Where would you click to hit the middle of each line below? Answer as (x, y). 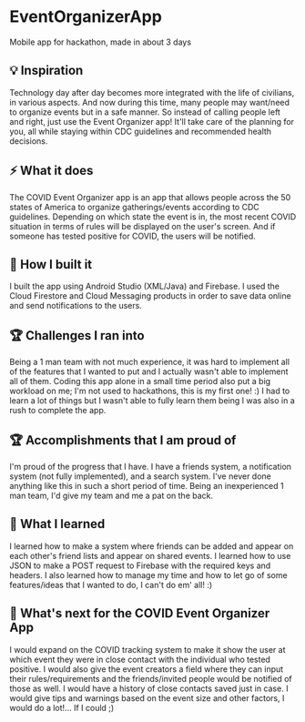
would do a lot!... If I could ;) (62, 707)
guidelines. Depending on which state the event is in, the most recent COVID (153, 217)
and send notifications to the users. (76, 306)
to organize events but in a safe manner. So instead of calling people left (145, 112)
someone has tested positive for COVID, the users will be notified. (133, 236)
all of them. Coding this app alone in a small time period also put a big (140, 381)
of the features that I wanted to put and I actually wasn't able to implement (149, 371)
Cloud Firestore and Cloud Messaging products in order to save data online (150, 296)
